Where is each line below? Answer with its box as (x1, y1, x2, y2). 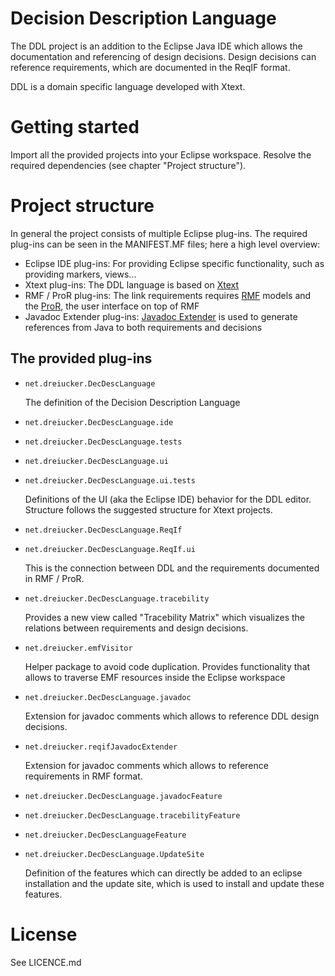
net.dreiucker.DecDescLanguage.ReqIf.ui (24, 544, 196, 554)
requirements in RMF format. (24, 770, 143, 782)
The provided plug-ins (10, 350, 153, 367)
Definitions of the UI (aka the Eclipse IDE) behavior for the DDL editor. (24, 493, 312, 505)
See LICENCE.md (10, 956, 82, 968)
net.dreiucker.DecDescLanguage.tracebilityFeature (24, 810, 241, 821)
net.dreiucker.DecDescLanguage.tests (24, 437, 183, 447)
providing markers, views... (24, 268, 137, 280)
